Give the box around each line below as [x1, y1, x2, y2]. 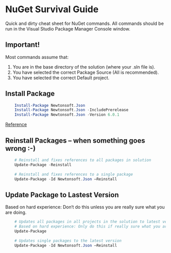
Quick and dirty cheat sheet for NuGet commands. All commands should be [5, 20, 164, 26]
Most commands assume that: [5, 54, 69, 60]
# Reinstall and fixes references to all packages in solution [14, 157, 152, 163]
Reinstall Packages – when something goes [5, 136, 146, 145]
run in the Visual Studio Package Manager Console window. [5, 25, 131, 31]
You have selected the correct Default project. [12, 75, 109, 81]
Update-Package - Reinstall [14, 162, 72, 167]
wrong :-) [5, 144, 36, 153]
